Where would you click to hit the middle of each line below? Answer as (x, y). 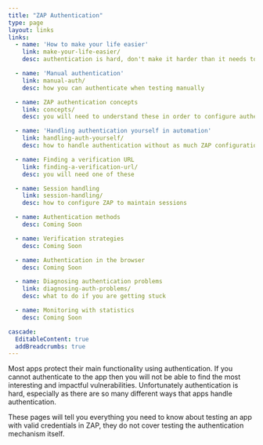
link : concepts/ (49, 109)
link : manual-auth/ (54, 80)
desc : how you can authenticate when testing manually (113, 88)
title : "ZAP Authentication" (56, 15)
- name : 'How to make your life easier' (82, 45)
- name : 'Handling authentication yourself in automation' (113, 131)
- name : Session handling (58, 188)
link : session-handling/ (63, 196)
